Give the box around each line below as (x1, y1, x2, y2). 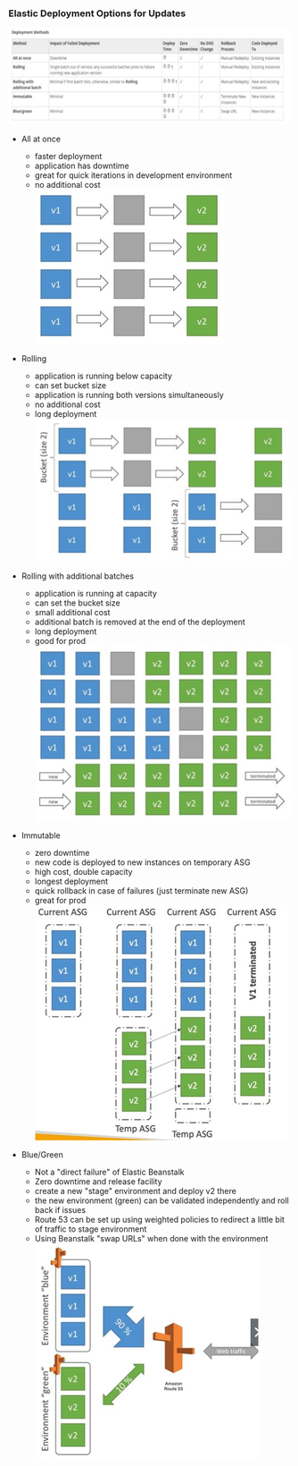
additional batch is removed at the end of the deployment (34, 616, 246, 628)
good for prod (34, 636, 87, 647)
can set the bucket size (34, 597, 121, 608)
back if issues (34, 1205, 87, 1216)
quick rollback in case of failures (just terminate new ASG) (34, 886, 249, 896)
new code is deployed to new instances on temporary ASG (34, 857, 251, 868)
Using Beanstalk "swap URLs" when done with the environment (34, 1233, 269, 1244)
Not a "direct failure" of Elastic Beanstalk (34, 1166, 185, 1178)
